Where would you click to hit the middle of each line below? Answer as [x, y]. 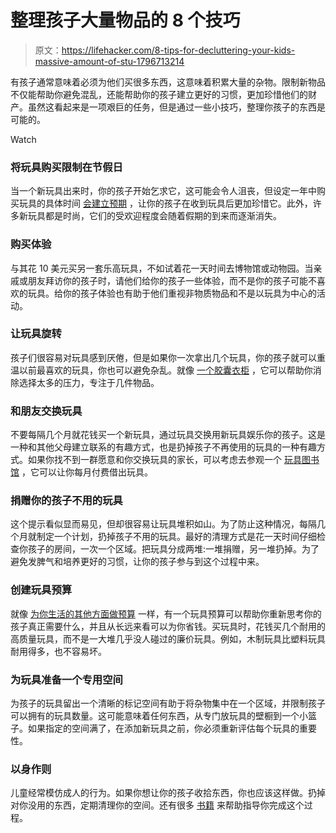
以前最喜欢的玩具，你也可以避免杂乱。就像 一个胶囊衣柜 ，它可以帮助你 [165, 370]
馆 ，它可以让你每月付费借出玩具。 [81, 472]
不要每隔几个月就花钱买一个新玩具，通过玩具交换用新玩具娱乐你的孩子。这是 [168, 435]
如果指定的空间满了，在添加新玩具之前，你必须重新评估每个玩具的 [163, 728]
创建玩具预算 [41, 590]
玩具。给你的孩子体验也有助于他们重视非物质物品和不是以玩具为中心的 [172, 293]
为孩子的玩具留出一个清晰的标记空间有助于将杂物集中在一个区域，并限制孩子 [168, 703]
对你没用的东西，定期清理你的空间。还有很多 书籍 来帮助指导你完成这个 [157, 805]
